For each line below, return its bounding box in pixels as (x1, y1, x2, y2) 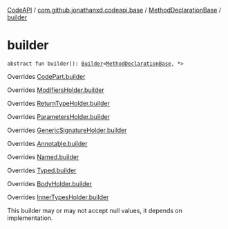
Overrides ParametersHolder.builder (7, 112, 111, 120)
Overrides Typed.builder (7, 166, 77, 174)
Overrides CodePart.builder (7, 72, 86, 80)
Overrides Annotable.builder (7, 139, 88, 147)
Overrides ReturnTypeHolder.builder (7, 99, 111, 107)
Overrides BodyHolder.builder (7, 179, 92, 187)
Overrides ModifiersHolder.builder (7, 86, 105, 94)
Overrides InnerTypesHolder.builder (7, 193, 109, 201)
